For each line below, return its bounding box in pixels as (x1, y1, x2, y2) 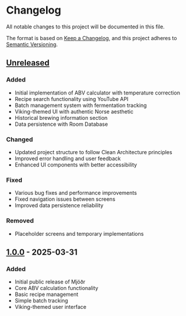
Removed (6, 217, 34, 225)
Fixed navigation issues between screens (14, 196, 116, 203)
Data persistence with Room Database (14, 120, 108, 128)
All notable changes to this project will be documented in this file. (6, 23, 165, 30)
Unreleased (6, 58, 50, 68)
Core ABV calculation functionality (14, 285, 99, 292)
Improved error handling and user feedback (14, 155, 121, 162)
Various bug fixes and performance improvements (14, 190, 137, 197)
